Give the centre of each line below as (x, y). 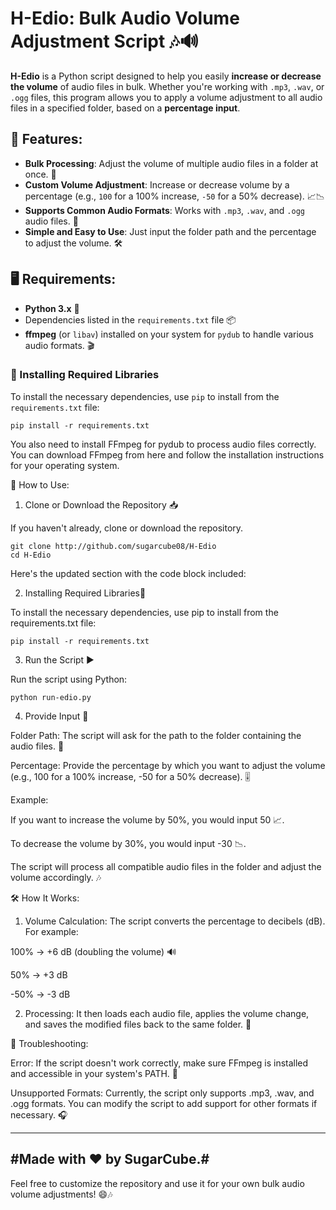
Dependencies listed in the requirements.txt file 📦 (130, 319)
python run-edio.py (51, 697)
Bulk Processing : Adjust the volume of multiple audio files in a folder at (171, 163)
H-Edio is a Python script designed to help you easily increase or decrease (166, 76)
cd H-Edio (31, 555)
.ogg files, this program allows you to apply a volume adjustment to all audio (166, 97)
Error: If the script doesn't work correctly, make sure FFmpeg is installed (159, 1063)
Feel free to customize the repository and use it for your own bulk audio (157, 1183)
